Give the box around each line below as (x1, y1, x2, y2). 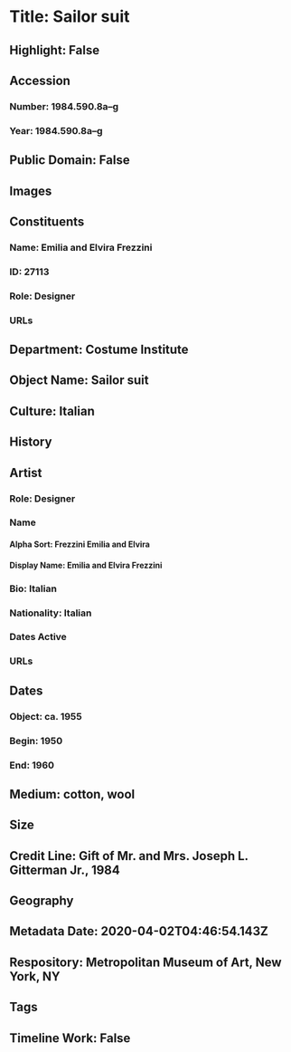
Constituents (9, 214, 85, 229)
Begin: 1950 (9, 734, 63, 747)
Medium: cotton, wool (9, 786, 136, 802)
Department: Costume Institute (9, 342, 189, 358)
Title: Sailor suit (9, 6, 130, 27)
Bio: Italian (9, 582, 57, 595)
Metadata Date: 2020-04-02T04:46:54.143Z (9, 923, 268, 939)
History (9, 435, 52, 450)
